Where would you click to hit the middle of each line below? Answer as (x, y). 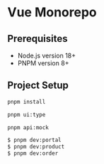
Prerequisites (37, 39)
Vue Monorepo (52, 12)
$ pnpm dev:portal (34, 140)
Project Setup (38, 86)
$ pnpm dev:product (36, 147)
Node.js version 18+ (47, 55)
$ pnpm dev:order (33, 153)
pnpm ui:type (27, 114)
